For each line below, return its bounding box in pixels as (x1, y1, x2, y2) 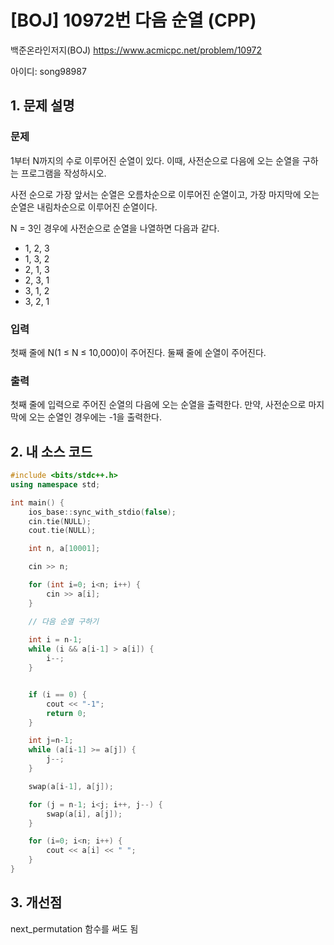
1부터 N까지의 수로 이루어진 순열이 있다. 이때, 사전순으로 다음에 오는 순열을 (10, 154, 300, 166)
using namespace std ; (10, 479, 101, 490)
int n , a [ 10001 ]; (28, 544, 101, 554)
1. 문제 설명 (10, 97, 75, 115)
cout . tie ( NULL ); (28, 526, 97, 536)
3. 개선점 (10, 894, 63, 911)
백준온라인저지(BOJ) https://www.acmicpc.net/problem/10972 (10, 44, 263, 56)
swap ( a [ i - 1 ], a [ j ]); (28, 781, 114, 791)
